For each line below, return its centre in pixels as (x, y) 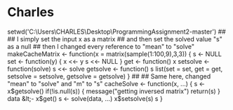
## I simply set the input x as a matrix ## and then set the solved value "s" (115, 39)
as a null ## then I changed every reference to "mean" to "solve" (101, 46)
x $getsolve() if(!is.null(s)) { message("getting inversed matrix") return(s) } (114, 91)
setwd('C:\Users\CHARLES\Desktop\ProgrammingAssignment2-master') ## (116, 32)
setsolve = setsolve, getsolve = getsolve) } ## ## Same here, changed (109, 76)
